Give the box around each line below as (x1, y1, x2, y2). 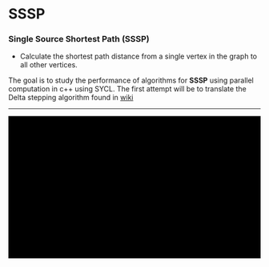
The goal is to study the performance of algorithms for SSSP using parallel (8, 75, 255, 85)
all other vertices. (19, 60, 78, 70)
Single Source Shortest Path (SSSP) (8, 34, 150, 45)
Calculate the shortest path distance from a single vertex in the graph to (19, 51, 258, 61)
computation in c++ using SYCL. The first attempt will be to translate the (8, 84, 247, 94)
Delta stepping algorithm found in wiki (8, 93, 134, 103)
